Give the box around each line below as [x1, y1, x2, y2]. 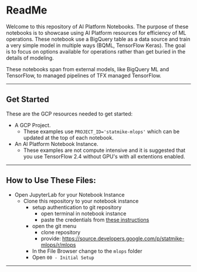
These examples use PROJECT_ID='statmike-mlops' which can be [23, 128, 180, 135]
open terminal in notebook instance [40, 210, 127, 217]
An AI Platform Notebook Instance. [14, 140, 98, 147]
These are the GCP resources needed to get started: [6, 110, 133, 117]
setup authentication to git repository [32, 204, 122, 211]
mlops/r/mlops [40, 241, 76, 248]
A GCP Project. [14, 121, 51, 128]
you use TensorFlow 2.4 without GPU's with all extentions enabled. [23, 152, 186, 160]
